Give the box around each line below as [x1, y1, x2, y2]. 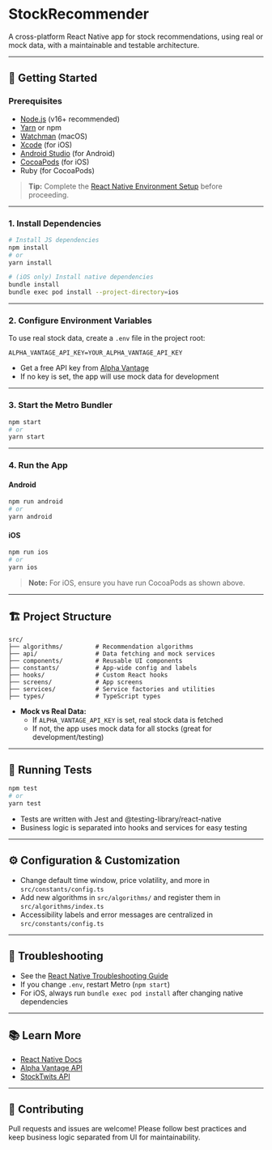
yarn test [8, 800, 42, 808]
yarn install [8, 258, 53, 267]
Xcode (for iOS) [19, 139, 73, 150]
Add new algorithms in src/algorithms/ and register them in [19, 892, 221, 902]
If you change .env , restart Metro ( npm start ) [19, 979, 171, 989]
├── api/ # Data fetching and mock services [8, 649, 216, 658]
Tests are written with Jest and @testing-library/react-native [19, 814, 222, 824]
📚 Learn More [8, 1029, 82, 1042]
